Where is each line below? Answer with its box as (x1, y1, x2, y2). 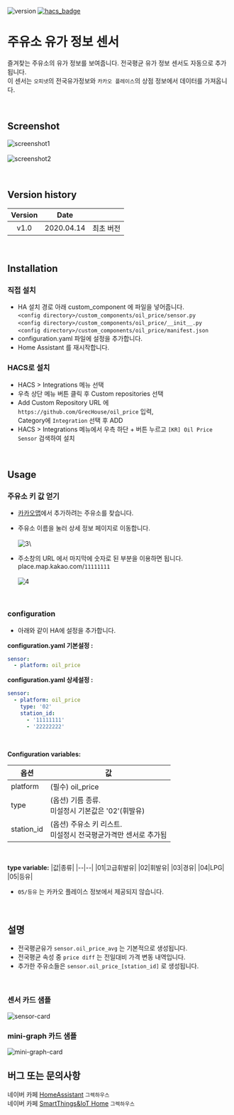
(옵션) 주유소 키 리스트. (50, 819, 123, 829)
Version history (7, 189, 77, 201)
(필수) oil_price (50, 782, 99, 792)
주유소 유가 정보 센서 (7, 34, 119, 50)
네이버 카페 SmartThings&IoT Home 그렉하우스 (7, 1099, 135, 1107)
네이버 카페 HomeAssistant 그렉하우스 (7, 1090, 110, 1099)
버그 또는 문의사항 (7, 1070, 81, 1082)
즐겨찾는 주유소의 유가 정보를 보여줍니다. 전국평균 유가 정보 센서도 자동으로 (7, 58, 214, 67)
